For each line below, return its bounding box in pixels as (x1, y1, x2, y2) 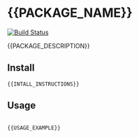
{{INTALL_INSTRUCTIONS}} (7, 81, 80, 88)
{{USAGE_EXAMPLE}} (7, 124, 61, 131)
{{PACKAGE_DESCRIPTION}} (7, 41, 90, 50)
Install (7, 62, 35, 74)
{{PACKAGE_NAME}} (7, 5, 133, 21)
